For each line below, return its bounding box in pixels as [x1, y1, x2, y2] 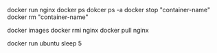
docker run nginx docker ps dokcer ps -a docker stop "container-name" [7, 6, 211, 14]
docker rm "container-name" [7, 13, 89, 21]
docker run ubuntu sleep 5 [7, 39, 82, 47]
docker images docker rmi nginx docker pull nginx [7, 26, 149, 34]
